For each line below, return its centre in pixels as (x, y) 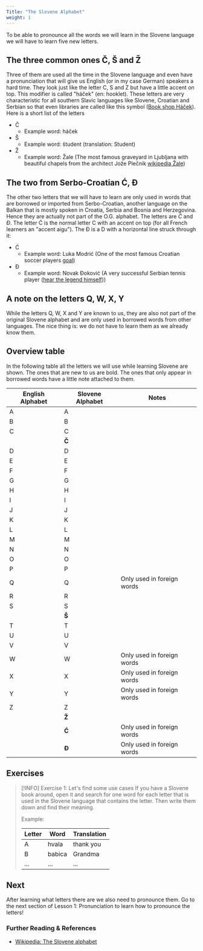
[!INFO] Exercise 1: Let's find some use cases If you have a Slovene (105, 788)
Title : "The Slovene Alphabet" (46, 12)
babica (57, 854)
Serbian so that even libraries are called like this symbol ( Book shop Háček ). (101, 107)
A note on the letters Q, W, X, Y (65, 299)
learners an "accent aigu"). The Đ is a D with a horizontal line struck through (101, 229)
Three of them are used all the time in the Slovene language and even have (99, 75)
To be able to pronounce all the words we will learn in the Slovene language (100, 34)
